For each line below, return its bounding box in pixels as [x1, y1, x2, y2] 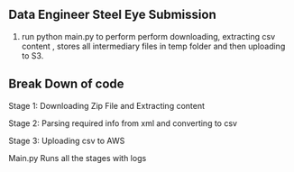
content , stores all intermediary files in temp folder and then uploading [21, 41, 286, 51]
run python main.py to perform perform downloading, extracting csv [21, 31, 276, 41]
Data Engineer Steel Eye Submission [8, 7, 217, 23]
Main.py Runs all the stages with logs [8, 152, 147, 163]
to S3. [21, 50, 44, 61]
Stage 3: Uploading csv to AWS [8, 135, 125, 146]
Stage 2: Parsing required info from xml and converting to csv [8, 117, 238, 129]
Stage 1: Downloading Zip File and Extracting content [8, 100, 205, 111]
